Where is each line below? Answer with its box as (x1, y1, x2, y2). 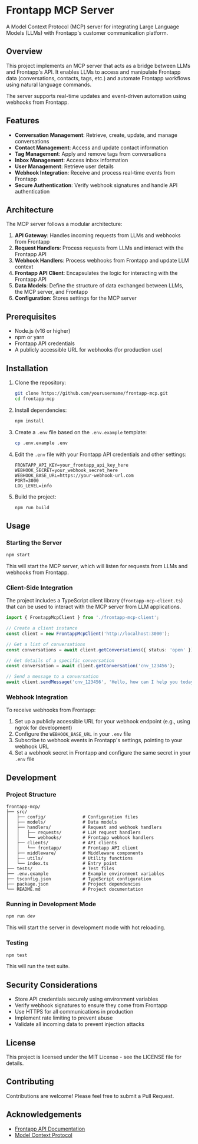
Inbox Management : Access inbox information (14, 156, 128, 163)
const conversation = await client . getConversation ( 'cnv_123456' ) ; (6, 663, 176, 669)
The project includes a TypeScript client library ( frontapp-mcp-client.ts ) (6, 597, 183, 604)
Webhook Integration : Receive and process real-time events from (14, 169, 176, 176)
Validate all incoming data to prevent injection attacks (14, 1021, 144, 1028)
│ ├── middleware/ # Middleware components (6, 850, 144, 856)
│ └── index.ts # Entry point (6, 861, 117, 867)
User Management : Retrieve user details (14, 163, 114, 170)
